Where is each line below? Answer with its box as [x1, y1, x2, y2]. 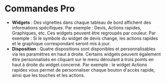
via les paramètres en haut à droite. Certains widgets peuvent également [11, 51, 161, 57]
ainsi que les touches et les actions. [11, 72, 85, 78]
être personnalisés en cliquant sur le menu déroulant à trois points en [11, 56, 154, 62]
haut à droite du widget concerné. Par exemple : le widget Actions [11, 62, 148, 68]
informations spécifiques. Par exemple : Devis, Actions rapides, [11, 24, 142, 30]
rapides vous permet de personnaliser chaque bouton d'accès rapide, [11, 67, 155, 73]
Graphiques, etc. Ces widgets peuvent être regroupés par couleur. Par [11, 30, 156, 36]
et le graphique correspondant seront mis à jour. [11, 40, 111, 46]
